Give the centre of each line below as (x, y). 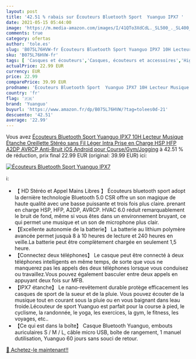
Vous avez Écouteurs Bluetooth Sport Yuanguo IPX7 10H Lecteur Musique (95, 137)
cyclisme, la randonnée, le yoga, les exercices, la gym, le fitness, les (97, 313)
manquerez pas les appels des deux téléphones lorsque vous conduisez (101, 268)
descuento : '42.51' (30, 115)
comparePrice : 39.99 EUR (36, 82)
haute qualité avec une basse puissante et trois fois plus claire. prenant (100, 204)
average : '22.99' (27, 120)
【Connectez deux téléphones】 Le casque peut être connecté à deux (99, 256)
